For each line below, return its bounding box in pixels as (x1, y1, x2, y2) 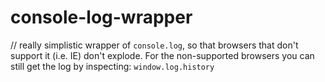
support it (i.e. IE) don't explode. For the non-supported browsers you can (10, 49, 315, 61)
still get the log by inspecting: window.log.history (10, 60, 215, 72)
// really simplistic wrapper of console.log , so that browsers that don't (10, 39, 299, 51)
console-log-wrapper (10, 6, 193, 29)
